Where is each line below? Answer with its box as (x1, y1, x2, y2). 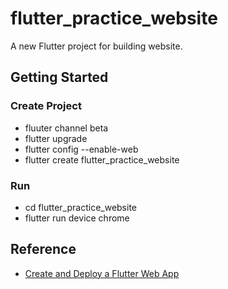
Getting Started (10, 69, 109, 86)
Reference (10, 241, 77, 258)
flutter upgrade (24, 132, 88, 144)
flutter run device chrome (24, 212, 130, 224)
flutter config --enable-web (24, 143, 139, 155)
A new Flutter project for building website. (10, 40, 183, 52)
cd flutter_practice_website (24, 201, 138, 213)
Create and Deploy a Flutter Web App (24, 267, 180, 279)
